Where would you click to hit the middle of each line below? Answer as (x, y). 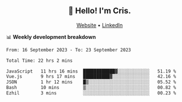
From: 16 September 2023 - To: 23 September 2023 (69, 50)
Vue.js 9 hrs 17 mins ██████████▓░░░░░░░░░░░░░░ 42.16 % (91, 77)
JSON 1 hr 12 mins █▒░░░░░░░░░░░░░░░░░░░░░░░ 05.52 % (91, 82)
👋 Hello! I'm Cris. (100, 11)
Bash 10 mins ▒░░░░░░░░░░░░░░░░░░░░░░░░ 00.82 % (91, 88)
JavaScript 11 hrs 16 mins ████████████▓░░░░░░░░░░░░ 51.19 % (91, 71)
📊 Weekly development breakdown (51, 37)
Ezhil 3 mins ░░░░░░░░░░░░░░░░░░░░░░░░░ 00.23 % (91, 93)
